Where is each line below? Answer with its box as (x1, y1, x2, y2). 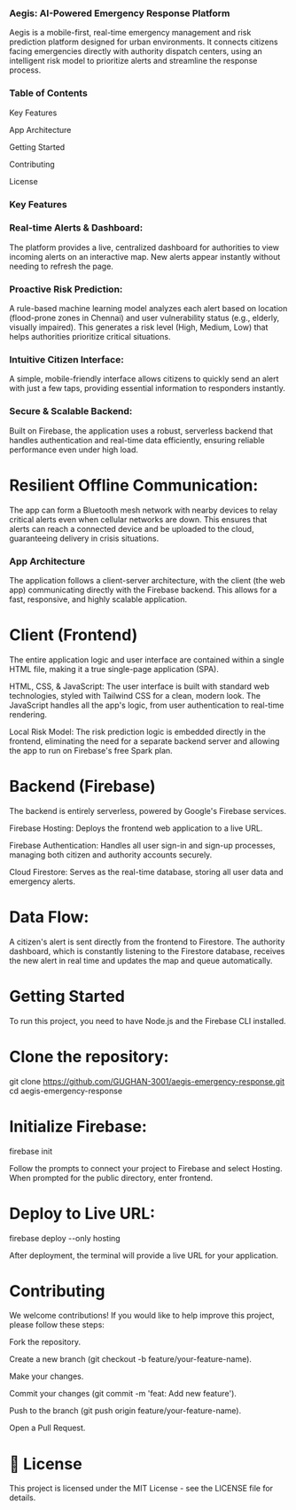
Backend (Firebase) (9, 777, 156, 796)
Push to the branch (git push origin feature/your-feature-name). (9, 1405, 242, 1416)
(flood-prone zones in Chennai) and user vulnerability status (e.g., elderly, (9, 313, 280, 324)
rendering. (9, 708, 47, 720)
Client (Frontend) (9, 625, 138, 645)
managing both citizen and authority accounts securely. (9, 849, 213, 860)
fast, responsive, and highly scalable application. (9, 593, 188, 605)
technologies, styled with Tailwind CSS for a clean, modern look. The (9, 690, 261, 700)
